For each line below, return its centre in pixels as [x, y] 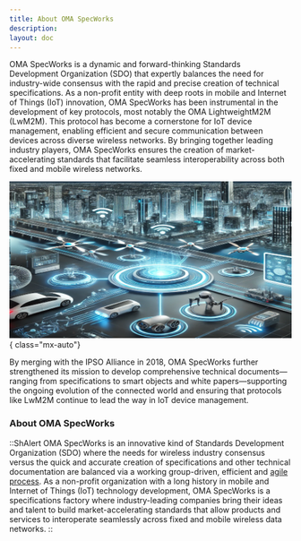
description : [34, 28]
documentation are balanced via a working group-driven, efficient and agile [149, 471]
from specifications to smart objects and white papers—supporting [163, 382]
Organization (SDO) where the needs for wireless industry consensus [138, 452]
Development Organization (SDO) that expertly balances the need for [137, 74]
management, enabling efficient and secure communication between [136, 131]
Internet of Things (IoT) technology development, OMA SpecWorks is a [140, 490]
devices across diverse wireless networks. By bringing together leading [141, 141]
